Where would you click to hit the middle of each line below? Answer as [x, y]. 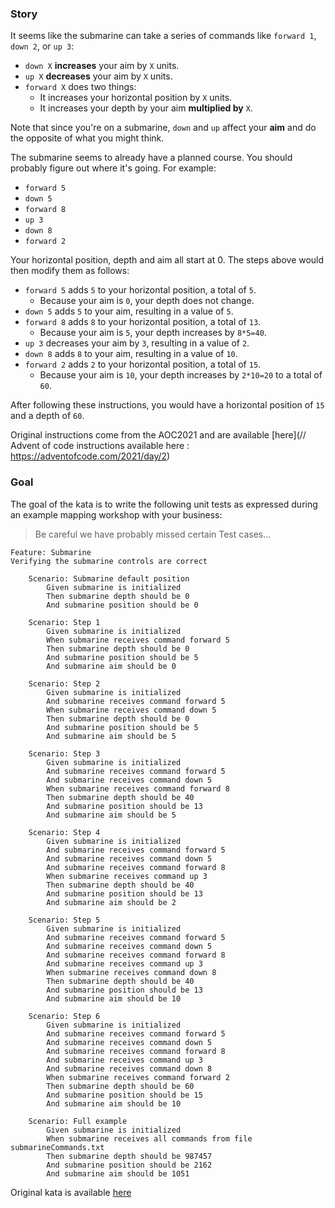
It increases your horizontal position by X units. [136, 98]
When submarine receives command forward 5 [138, 640]
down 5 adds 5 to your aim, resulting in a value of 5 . [129, 311]
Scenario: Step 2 [64, 683]
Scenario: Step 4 [64, 832]
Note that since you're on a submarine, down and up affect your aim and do [163, 128]
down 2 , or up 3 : [42, 46]
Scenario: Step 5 [64, 920]
